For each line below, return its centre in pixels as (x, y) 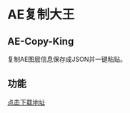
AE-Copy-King (41, 41)
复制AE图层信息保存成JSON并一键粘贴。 (67, 59)
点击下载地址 (26, 102)
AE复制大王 (41, 15)
